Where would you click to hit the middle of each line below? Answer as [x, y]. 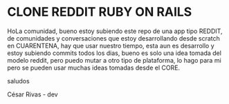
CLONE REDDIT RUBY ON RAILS [100, 12]
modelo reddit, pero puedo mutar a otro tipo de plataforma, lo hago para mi [114, 60]
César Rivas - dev [33, 94]
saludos [18, 81]
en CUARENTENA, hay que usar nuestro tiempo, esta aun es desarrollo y [111, 45]
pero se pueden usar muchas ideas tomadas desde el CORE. [94, 67]
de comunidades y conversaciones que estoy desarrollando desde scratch [113, 38]
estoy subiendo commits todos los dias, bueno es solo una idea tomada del [114, 53]
